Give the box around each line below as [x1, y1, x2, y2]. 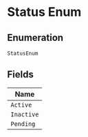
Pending [10, 120, 36, 128]
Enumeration [7, 32, 64, 44]
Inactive [10, 110, 39, 118]
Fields [7, 68, 34, 80]
